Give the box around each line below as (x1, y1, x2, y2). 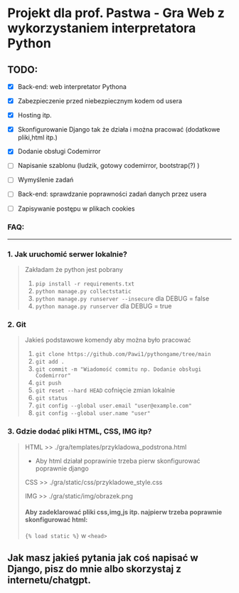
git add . (35, 358, 65, 366)
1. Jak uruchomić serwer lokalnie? (7, 249, 128, 259)
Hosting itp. (17, 111, 52, 120)
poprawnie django (35, 464, 89, 473)
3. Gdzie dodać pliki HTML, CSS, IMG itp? (7, 426, 152, 436)
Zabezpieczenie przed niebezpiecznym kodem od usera (17, 97, 183, 105)
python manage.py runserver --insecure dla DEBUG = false (35, 294, 210, 303)
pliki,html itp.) (17, 133, 58, 142)
